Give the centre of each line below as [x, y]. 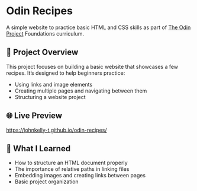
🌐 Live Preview [34, 116]
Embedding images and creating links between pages [80, 176]
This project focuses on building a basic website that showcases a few [92, 66]
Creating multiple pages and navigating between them [81, 91]
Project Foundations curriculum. [45, 33]
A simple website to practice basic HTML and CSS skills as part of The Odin [98, 27]
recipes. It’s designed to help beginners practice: [66, 73]
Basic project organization [46, 182]
